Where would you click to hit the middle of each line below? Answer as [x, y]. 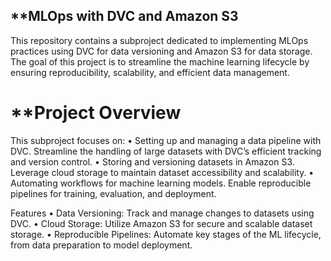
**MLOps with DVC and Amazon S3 [124, 16]
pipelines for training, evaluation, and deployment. [113, 193]
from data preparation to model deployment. [101, 245]
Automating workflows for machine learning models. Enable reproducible [161, 183]
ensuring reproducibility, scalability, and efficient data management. [150, 72]
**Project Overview [96, 113]
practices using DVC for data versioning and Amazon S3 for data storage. [161, 51]
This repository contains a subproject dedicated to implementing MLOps [159, 40]
